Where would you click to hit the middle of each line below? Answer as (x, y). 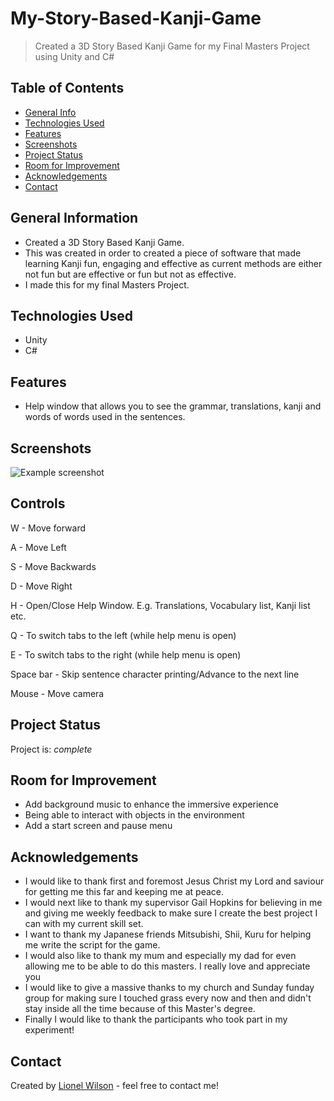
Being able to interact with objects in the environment (134, 815)
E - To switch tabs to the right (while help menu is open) (126, 654)
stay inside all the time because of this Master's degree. (140, 1009)
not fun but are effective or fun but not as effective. (130, 274)
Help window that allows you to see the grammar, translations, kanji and (173, 406)
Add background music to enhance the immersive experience (151, 804)
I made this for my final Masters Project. (107, 284)
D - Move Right (41, 586)
